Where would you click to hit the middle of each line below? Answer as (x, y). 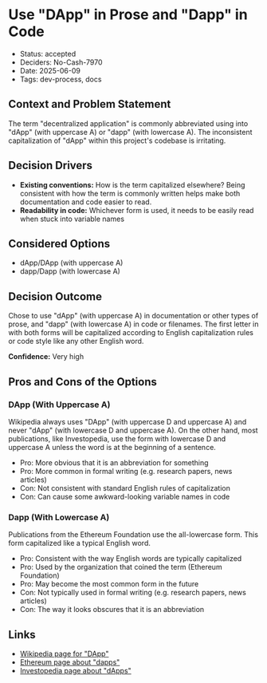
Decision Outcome (55, 296)
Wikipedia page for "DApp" (64, 653)
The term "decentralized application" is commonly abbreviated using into (128, 123)
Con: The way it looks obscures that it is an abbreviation (112, 610)
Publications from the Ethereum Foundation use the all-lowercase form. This (133, 535)
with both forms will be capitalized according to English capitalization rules (131, 333)
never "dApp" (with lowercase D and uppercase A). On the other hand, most (133, 430)
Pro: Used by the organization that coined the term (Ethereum (121, 567)
